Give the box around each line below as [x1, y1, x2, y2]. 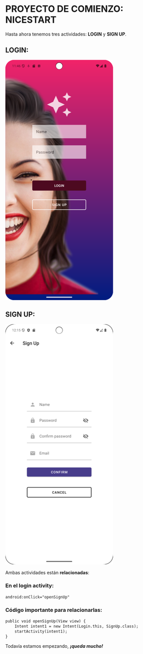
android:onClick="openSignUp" [5, 594, 70, 600]
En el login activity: [5, 582, 54, 589]
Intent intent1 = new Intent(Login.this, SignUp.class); [14, 624, 139, 629]
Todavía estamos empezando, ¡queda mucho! [5, 643, 104, 649]
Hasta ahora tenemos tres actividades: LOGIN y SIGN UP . [5, 31, 127, 37]
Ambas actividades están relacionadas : [5, 569, 90, 575]
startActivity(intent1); [14, 629, 68, 634]
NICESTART [5, 14, 57, 26]
